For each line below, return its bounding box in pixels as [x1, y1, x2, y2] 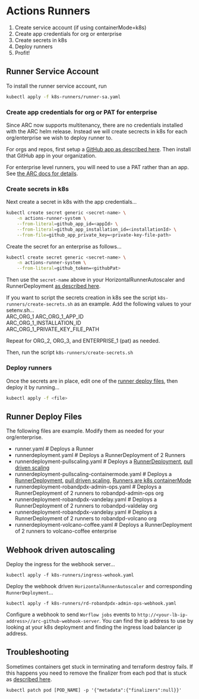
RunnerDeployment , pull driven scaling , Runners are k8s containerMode [14, 477, 192, 484]
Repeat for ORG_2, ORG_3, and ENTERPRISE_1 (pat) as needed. [6, 337, 160, 344]
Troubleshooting [6, 647, 70, 657]
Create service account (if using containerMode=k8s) [14, 24, 147, 31]
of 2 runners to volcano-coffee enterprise [14, 527, 117, 535]
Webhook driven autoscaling [6, 545, 115, 555]
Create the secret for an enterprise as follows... [6, 243, 122, 250]
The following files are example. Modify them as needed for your [6, 427, 165, 434]
